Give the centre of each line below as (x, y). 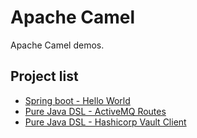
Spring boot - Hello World (77, 100)
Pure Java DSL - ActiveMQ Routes (95, 111)
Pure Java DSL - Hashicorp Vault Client (105, 122)
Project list (44, 76)
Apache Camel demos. (57, 45)
